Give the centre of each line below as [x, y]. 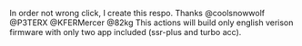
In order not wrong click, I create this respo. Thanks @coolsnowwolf [137, 13]
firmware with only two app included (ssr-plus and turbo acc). [126, 32]
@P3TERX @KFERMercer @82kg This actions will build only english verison [151, 23]
